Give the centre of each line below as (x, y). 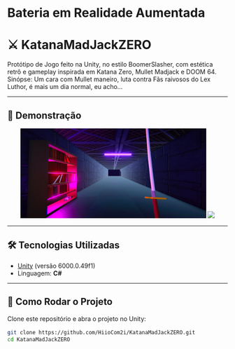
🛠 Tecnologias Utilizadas (64, 246)
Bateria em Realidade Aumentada (106, 13)
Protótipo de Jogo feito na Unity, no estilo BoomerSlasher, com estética (110, 64)
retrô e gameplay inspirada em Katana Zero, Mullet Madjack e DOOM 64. (112, 72)
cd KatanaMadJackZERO (39, 340)
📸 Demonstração (44, 115)
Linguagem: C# (40, 273)
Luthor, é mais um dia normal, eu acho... (65, 87)
